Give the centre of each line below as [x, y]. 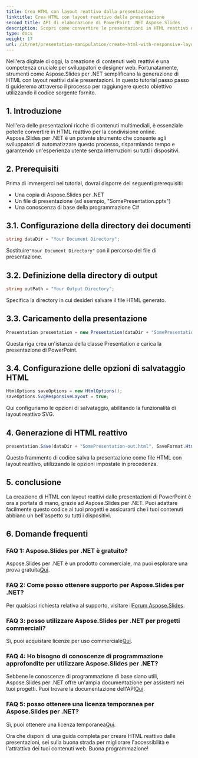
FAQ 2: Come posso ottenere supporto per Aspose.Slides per [95, 585]
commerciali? [26, 628]
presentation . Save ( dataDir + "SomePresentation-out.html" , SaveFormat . [96, 446]
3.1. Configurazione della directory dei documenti [99, 226]
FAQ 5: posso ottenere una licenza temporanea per [80, 704]
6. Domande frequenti [47, 534]
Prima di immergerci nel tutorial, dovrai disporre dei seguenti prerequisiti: [95, 183]
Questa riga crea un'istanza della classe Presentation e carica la [84, 343]
